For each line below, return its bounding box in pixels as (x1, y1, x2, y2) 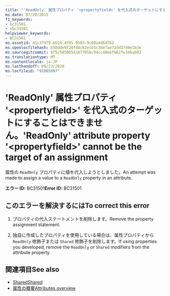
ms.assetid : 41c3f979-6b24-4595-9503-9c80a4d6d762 (5, 40, 114, 46)
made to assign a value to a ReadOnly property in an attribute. (5, 175, 133, 181)
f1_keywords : (5, 17, 33, 22)
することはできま (23, 117, 94, 129)
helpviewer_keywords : (5, 31, 51, 36)
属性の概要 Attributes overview (12, 285, 76, 291)
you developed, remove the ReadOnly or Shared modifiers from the (12, 244, 150, 250)
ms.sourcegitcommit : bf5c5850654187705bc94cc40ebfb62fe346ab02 (5, 50, 142, 55)
